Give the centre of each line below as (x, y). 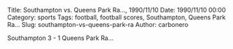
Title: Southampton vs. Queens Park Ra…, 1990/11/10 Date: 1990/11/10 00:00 (116, 10)
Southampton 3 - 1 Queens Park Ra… (61, 38)
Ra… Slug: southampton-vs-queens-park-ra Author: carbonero (98, 24)
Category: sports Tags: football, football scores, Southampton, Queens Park (116, 17)
